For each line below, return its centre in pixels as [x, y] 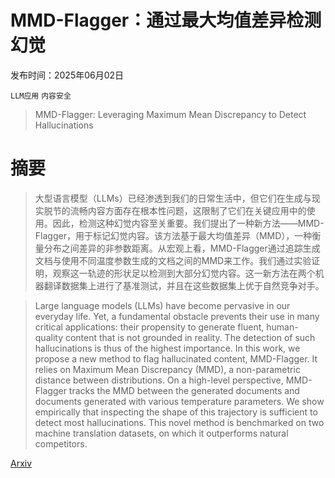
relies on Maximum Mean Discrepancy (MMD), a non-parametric [167, 369]
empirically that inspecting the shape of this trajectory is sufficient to [176, 412]
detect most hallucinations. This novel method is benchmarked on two [179, 422]
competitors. [61, 443]
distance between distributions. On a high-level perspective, [159, 380]
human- [282, 327]
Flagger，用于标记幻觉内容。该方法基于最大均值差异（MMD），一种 [173, 235]
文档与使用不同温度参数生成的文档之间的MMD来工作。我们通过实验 [173, 260]
